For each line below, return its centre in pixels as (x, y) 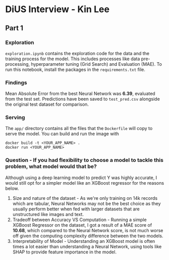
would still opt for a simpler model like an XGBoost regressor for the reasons (85, 183)
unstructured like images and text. (48, 214)
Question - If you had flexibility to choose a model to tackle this (84, 160)
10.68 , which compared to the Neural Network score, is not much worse (88, 230)
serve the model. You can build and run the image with (62, 134)
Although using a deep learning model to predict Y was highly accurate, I (81, 178)
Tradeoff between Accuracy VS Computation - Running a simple (79, 220)
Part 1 (14, 28)
